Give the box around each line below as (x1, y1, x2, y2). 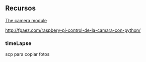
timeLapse (5, 40, 32, 47)
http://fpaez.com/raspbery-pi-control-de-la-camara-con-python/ (5, 27, 141, 33)
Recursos (5, 4, 36, 13)
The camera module (5, 17, 47, 23)
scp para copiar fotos (5, 51, 50, 57)
